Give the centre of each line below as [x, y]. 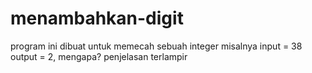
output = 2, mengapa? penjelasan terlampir [99, 56]
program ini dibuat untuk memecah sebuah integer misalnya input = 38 [156, 46]
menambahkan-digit [97, 18]
